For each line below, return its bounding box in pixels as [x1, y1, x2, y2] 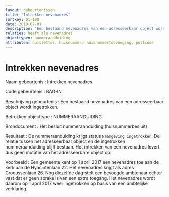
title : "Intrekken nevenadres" [5, 12, 71, 17]
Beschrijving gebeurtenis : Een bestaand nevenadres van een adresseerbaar [5, 98, 164, 104]
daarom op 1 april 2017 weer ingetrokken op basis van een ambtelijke [5, 180, 148, 186]
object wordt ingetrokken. [5, 104, 59, 110]
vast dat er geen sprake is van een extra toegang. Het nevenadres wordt [5, 175, 155, 181]
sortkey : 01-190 [5, 17, 39, 22]
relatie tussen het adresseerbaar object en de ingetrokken [5, 138, 126, 144]
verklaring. [5, 185, 28, 192]
